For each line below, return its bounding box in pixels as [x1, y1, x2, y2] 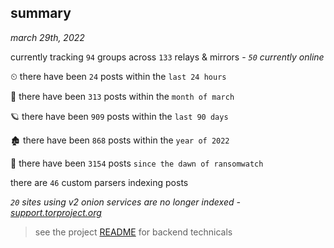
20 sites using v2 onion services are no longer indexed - [10, 196, 241, 208]
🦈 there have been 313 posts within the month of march [10, 90, 235, 102]
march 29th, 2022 [10, 31, 85, 43]
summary [10, 5, 72, 22]
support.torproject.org [10, 206, 102, 218]
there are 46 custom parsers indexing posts [10, 176, 189, 188]
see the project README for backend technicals [34, 226, 233, 238]
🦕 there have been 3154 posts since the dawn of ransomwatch [10, 157, 264, 169]
